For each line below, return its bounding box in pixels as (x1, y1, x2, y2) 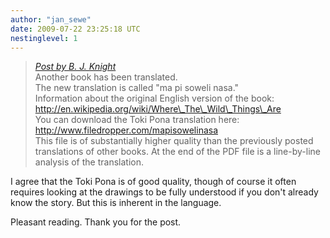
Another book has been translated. (34, 71, 178, 83)
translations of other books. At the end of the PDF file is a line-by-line (34, 146, 321, 158)
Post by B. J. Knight (34, 61, 117, 73)
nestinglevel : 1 (10, 33, 78, 43)
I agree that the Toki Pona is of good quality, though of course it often (10, 176, 297, 188)
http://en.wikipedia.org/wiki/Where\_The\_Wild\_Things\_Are (34, 103, 282, 115)
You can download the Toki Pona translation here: (34, 114, 240, 126)
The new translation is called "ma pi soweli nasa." (34, 82, 240, 94)
